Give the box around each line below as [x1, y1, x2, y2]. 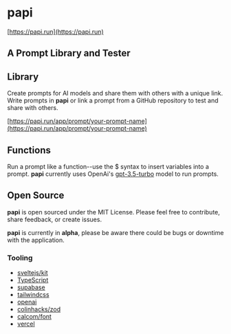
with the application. [7, 236, 65, 244]
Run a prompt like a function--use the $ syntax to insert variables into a [7, 162, 210, 170]
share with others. [7, 104, 58, 112]
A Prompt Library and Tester [7, 47, 131, 59]
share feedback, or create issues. [7, 215, 102, 223]
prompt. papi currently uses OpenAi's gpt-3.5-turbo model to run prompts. [7, 170, 219, 178]
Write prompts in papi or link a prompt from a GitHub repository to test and [7, 96, 219, 104]
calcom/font [16, 313, 52, 321]
